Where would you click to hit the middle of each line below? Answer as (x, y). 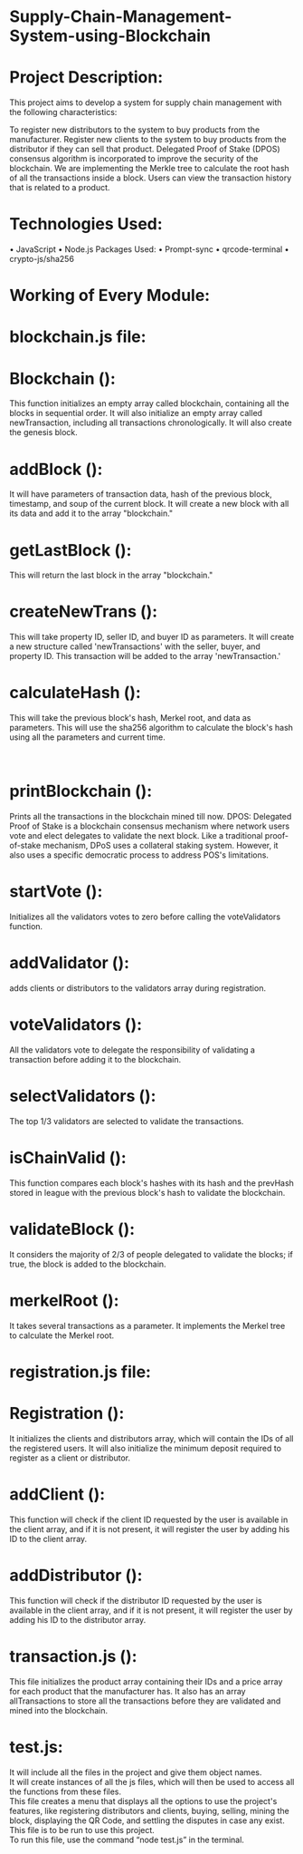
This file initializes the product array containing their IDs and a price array (146, 1681)
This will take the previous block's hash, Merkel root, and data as (130, 718)
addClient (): (57, 1494)
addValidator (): (69, 963)
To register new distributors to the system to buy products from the (135, 130)
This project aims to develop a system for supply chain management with (146, 102)
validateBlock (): (72, 1229)
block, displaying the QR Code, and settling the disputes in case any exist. (147, 1820)
